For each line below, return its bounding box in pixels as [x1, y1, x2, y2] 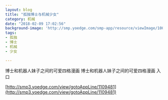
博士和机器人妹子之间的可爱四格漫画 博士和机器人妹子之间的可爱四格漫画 [5, 68, 155, 74]
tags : [5, 30, 16, 35]
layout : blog [5, 7, 32, 12]
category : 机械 [5, 16, 35, 21]
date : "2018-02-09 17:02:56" [5, 21, 66, 26]
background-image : [5, 26, 43, 31]
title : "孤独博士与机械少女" [5, 12, 59, 17]
